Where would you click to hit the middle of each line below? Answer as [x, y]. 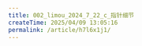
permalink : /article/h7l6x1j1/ [60, 30]
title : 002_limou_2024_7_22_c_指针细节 [71, 15]
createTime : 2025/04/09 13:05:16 [63, 23]
